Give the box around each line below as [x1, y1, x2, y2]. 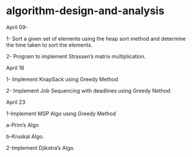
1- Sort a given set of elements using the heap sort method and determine [6, 35, 186, 42]
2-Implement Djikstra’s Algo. [6, 144, 75, 151]
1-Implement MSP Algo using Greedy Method [6, 110, 116, 117]
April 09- [6, 24, 28, 31]
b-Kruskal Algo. [6, 133, 44, 140]
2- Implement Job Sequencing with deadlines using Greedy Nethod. [6, 87, 172, 94]
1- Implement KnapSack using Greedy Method [6, 76, 118, 83]
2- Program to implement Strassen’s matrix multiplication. [6, 53, 146, 60]
